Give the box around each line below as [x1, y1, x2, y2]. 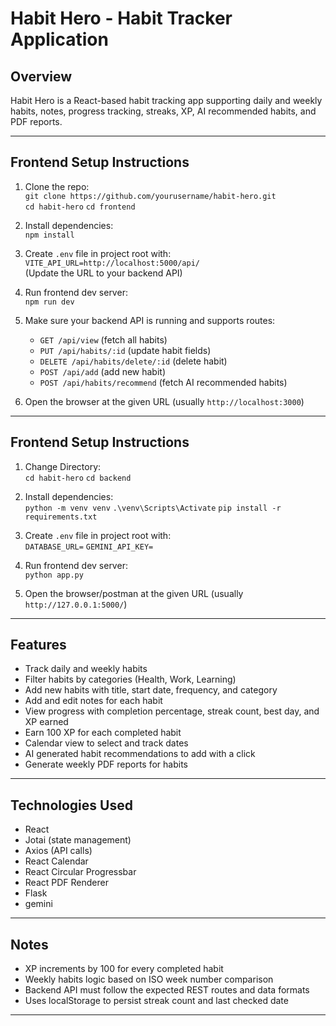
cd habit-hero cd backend [24, 473, 132, 483]
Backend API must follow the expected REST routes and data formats [24, 984, 310, 996]
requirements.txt [24, 512, 98, 522]
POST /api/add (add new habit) [39, 365, 167, 377]
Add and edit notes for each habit [24, 695, 163, 707]
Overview [10, 68, 73, 85]
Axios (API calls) [24, 845, 93, 857]
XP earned [24, 716, 69, 728]
